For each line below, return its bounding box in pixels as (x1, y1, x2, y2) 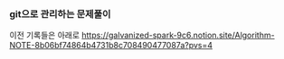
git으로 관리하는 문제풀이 (9, 7, 111, 20)
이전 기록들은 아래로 (9, 29, 80, 41)
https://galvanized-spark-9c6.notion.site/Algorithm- (80, 29, 275, 41)
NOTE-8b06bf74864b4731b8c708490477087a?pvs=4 (9, 40, 213, 51)
